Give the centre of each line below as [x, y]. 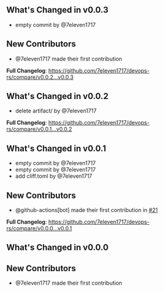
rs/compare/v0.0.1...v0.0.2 [39, 129]
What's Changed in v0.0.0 [58, 248]
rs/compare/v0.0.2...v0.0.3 [40, 77]
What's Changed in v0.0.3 [58, 10]
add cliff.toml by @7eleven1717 [54, 176]
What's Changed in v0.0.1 [56, 148]
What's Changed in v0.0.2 [58, 96]
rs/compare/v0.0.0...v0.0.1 [39, 228]
